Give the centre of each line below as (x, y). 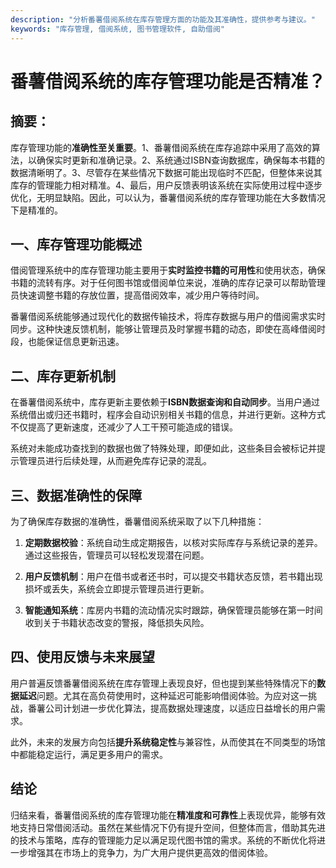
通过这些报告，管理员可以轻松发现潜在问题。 (117, 555)
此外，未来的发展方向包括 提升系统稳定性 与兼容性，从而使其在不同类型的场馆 (168, 742)
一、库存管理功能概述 (76, 244)
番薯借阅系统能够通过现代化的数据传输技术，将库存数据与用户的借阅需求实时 (168, 317)
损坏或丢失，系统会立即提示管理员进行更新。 (117, 588)
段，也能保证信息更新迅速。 (67, 342)
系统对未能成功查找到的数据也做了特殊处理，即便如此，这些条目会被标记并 (163, 448)
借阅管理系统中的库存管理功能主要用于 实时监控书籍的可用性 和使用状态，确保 (168, 270)
